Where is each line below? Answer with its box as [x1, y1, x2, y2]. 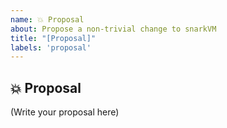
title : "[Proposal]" [10, 33, 97, 43]
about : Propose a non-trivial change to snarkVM [10, 24, 217, 34]
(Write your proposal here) [10, 106, 120, 118]
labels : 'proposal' [10, 42, 92, 53]
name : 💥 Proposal [10, 14, 85, 25]
